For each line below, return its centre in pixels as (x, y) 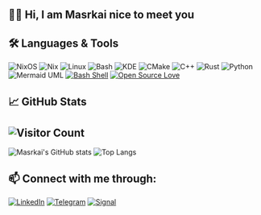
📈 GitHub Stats (48, 101)
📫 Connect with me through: (83, 178)
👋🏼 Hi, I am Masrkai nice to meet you (101, 15)
